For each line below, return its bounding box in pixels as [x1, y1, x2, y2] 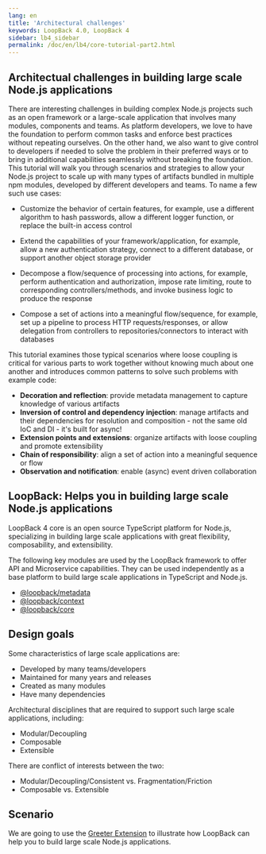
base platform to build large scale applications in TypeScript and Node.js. [8, 572, 248, 582]
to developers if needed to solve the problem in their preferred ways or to [8, 146, 249, 156]
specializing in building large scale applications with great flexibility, [8, 531, 230, 541]
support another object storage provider [19, 253, 152, 262]
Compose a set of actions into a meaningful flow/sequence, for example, [19, 309, 258, 319]
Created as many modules [19, 681, 106, 690]
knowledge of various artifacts [19, 399, 121, 408]
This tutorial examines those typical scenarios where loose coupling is [8, 350, 238, 359]
